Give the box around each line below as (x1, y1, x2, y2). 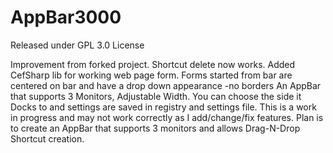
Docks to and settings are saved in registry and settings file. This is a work (10, 101, 317, 113)
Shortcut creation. (10, 132, 85, 145)
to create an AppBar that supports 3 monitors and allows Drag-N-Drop (10, 122, 301, 134)
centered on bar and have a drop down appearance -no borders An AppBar (10, 79, 322, 91)
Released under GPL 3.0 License (10, 39, 145, 51)
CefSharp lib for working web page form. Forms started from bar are (10, 69, 293, 81)
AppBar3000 (10, 6, 122, 29)
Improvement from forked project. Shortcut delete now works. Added (10, 58, 296, 70)
